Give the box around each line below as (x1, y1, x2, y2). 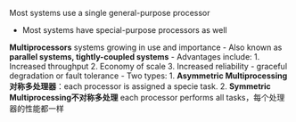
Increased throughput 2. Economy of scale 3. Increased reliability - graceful (9, 61, 288, 71)
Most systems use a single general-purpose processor (9, 8, 211, 18)
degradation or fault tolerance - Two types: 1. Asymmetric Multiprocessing (9, 70, 288, 81)
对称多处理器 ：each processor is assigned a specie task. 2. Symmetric (9, 81, 272, 92)
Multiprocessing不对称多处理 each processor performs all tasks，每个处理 (9, 93, 285, 102)
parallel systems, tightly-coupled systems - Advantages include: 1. (9, 52, 260, 61)
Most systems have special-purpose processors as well (21, 25, 227, 35)
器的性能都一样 (9, 103, 64, 114)
